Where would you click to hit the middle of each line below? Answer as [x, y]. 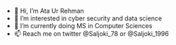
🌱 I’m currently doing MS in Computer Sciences [83, 26]
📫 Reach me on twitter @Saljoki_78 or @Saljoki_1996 [92, 34]
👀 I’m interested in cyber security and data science [88, 18]
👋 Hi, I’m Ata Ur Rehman [49, 11]
